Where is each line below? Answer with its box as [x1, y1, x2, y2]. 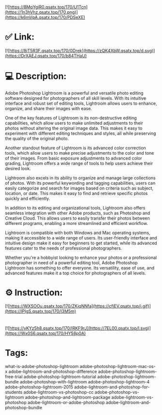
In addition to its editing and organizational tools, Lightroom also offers [5, 205, 146, 210]
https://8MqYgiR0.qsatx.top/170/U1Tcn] [9, 4, 88, 10]
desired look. [5, 165, 31, 171]
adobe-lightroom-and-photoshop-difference [8, 368, 97, 374]
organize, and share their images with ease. [5, 105, 92, 111]
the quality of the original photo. [5, 135, 69, 141]
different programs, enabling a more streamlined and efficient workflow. [5, 220, 148, 226]
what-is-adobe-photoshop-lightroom [5, 363, 79, 369]
